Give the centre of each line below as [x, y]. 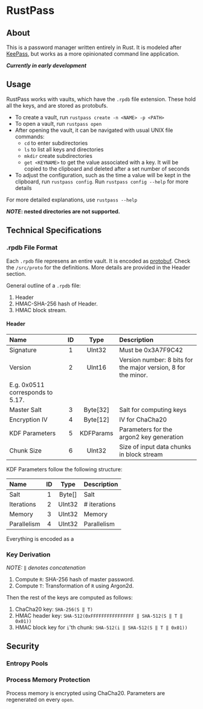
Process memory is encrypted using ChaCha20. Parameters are [86, 693]
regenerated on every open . [40, 699]
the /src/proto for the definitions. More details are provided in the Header [98, 267]
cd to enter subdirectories [56, 143]
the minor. [133, 374]
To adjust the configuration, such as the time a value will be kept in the [103, 175]
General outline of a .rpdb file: [44, 286]
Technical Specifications [54, 230]
